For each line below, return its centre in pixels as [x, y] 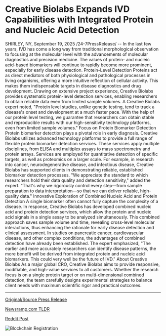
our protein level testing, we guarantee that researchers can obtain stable [80, 117]
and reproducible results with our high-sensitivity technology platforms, [78, 123]
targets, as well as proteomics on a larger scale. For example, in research [80, 159]
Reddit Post [17, 318]
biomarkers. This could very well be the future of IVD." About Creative [76, 259]
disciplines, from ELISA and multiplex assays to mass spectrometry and [78, 149]
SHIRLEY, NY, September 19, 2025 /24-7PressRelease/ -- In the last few [78, 43]
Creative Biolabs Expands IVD [67, 9]
